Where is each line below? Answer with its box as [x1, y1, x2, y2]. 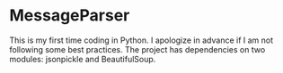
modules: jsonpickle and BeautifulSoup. [9, 53, 156, 64]
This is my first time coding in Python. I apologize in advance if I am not [9, 35, 274, 45]
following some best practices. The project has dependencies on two [9, 44, 266, 54]
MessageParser [9, 5, 130, 26]
